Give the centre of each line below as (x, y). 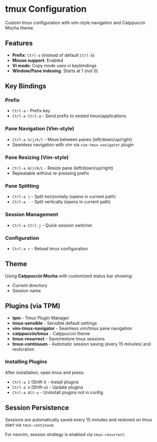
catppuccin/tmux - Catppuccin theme (51, 333)
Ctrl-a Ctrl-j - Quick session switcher (52, 225)
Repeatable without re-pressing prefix (51, 173)
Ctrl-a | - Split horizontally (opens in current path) (64, 197)
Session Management (32, 214)
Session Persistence (37, 408)
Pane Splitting (22, 186)
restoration (23, 349)
